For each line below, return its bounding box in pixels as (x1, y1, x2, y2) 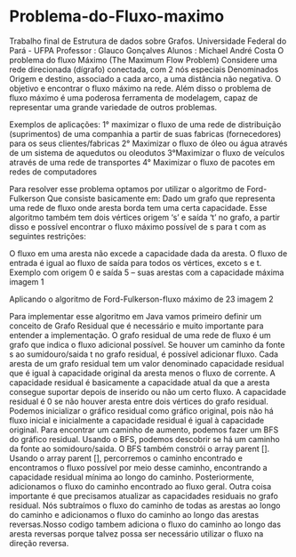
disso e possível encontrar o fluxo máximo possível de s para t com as (9, 221, 267, 232)
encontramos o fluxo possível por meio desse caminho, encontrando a (9, 462, 268, 472)
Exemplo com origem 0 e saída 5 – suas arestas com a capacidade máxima (9, 267, 284, 278)
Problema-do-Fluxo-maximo (9, 6, 225, 27)
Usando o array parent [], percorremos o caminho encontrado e (9, 452, 243, 464)
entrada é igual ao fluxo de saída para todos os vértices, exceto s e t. (9, 257, 262, 268)
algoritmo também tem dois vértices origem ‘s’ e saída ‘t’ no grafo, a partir (9, 212, 281, 222)
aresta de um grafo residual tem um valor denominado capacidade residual (9, 358, 284, 368)
